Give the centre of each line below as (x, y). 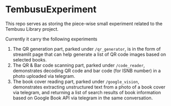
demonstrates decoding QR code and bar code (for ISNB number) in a (87, 71)
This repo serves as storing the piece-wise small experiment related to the (84, 24)
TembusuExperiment (51, 9)
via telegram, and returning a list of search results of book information (87, 92)
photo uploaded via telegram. (44, 76)
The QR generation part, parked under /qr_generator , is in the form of (87, 49)
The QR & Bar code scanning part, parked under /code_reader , (79, 65)
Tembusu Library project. (32, 29)
